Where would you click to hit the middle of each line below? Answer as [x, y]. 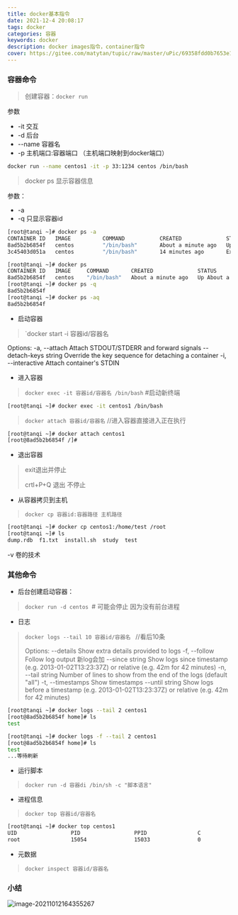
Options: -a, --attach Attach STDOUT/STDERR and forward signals [104, 347]
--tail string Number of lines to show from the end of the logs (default [126, 675]
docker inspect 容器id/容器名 [67, 869]
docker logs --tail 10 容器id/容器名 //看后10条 [95, 637]
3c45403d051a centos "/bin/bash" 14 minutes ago [106, 252]
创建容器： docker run [56, 96]
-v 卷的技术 [24, 554]
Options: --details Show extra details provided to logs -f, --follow [119, 651]
